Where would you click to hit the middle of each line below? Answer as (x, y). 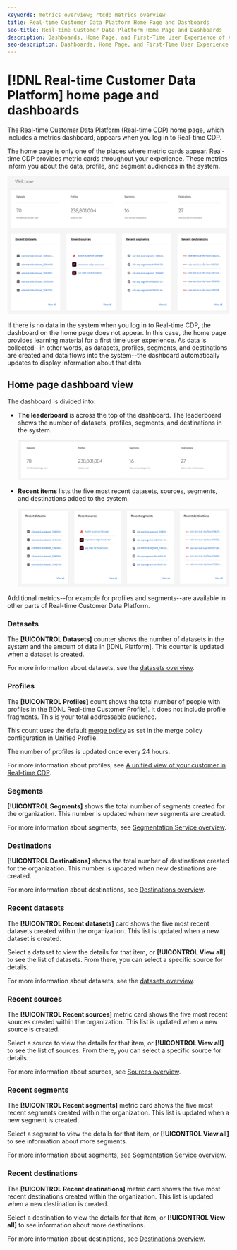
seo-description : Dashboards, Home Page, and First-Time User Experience (118, 45)
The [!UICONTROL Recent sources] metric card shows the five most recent (117, 1014)
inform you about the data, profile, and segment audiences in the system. (114, 166)
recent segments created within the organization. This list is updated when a (118, 1113)
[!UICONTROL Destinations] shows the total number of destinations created (118, 861)
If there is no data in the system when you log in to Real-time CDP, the (109, 325)
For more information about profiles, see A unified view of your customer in (117, 765)
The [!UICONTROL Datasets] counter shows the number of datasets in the (116, 639)
